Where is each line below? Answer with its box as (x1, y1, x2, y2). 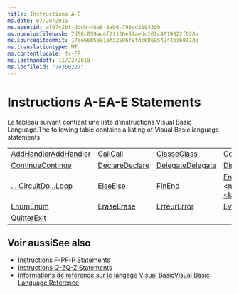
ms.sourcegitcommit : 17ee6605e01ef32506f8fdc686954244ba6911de (7, 37, 199, 44)
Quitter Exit (11, 213, 46, 223)
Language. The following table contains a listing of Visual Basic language (7, 125, 219, 134)
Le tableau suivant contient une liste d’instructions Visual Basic (7, 117, 192, 126)
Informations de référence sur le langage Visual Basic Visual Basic (17, 271, 210, 280)
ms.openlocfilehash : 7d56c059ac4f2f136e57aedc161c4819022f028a (7, 30, 199, 38)
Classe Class (156, 149, 198, 159)
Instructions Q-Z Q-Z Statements (17, 263, 112, 272)
